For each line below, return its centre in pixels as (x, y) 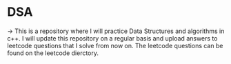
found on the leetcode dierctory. (53, 53)
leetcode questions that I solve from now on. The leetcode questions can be (115, 45)
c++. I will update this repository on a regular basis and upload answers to (112, 38)
